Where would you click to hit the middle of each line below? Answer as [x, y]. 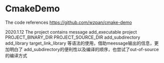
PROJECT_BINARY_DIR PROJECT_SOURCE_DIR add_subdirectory [73, 37]
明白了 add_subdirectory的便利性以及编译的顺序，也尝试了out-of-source [84, 49]
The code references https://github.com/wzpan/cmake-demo [69, 22]
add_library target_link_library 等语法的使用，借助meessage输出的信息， [80, 43]
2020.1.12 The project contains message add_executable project [71, 32]
